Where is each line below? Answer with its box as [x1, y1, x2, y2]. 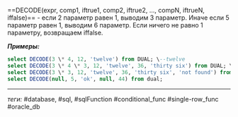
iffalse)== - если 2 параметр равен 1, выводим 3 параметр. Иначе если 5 [7, 13, 229, 22]
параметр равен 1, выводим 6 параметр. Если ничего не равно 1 [7, 21, 203, 29]
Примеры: [7, 42, 40, 50]
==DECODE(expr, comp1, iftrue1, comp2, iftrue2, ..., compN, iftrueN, [7, 6, 205, 14]
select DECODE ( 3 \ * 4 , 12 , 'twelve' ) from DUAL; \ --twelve [7, 56, 186, 63]
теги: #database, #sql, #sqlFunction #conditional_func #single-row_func [7, 94, 219, 103]
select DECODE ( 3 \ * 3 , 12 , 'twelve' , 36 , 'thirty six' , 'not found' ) [7, 68, 217, 76]
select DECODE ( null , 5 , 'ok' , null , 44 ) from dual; [7, 75, 163, 82]
